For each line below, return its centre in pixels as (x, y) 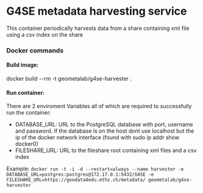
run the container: (29, 113)
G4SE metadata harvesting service (97, 11)
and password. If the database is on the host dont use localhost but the (105, 131)
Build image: (23, 65)
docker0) (27, 144)
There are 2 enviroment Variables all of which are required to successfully (99, 106)
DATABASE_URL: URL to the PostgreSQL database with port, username (104, 125)
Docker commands (35, 50)
